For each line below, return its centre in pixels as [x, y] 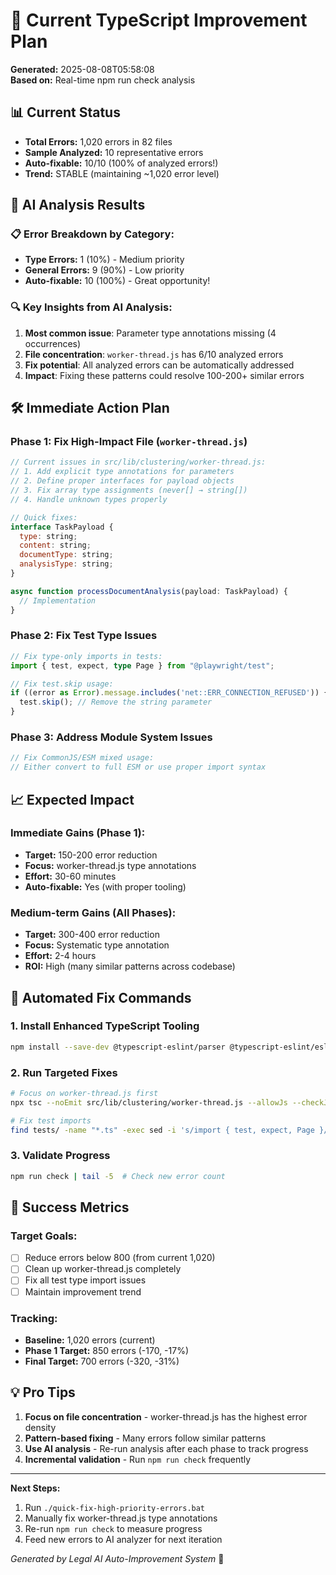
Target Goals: [44, 1236]
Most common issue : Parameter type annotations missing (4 [150, 333]
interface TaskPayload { [62, 527]
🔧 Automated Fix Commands [101, 997]
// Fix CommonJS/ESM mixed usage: [82, 758]
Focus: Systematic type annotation [97, 945]
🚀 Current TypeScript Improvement [159, 20]
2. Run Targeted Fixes [64, 1072]
